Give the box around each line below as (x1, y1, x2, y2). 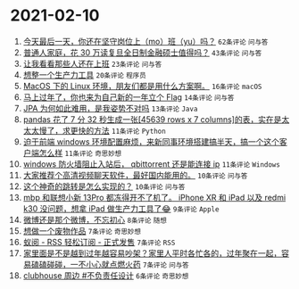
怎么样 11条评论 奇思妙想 (38, 147, 122, 158)
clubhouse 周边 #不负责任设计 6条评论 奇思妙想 (22, 269, 189, 281)
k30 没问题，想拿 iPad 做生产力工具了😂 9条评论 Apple (22, 202, 220, 214)
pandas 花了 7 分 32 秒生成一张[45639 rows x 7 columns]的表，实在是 (22, 113, 282, 125)
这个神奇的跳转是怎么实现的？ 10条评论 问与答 (22, 180, 186, 192)
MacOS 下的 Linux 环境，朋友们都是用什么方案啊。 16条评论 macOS (22, 80, 262, 91)
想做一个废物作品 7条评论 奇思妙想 (22, 225, 142, 236)
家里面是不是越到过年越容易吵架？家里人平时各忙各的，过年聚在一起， (22, 247, 282, 259)
